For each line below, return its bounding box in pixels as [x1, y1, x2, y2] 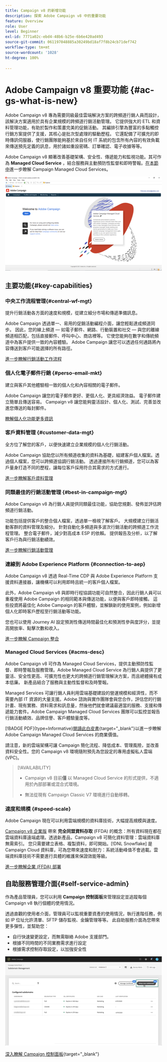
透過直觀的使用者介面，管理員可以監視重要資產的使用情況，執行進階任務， [5, 911, 158, 917]
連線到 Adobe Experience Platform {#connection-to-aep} [5, 561, 146, 568]
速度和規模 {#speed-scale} [5, 805, 71, 812]
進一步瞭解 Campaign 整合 [5, 636, 60, 642]
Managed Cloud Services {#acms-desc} [5, 649, 105, 656]
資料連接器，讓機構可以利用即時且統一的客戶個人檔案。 [9, 579, 123, 585]
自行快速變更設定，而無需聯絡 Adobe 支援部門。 [12, 933, 112, 939]
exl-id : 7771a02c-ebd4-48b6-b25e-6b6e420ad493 [5, 34, 103, 39]
